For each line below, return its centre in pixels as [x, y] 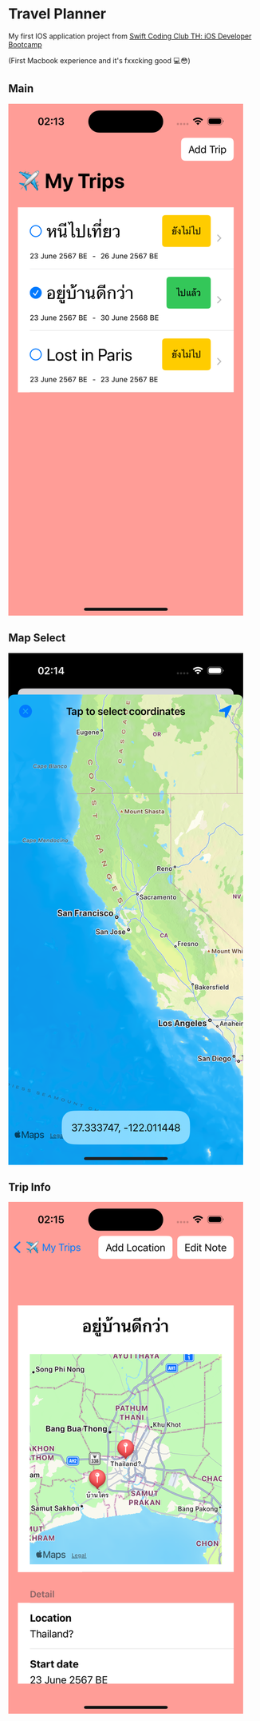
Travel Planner [57, 14]
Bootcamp [25, 44]
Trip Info [30, 1187]
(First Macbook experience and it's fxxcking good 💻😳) [100, 60]
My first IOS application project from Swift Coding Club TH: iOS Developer [130, 36]
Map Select [37, 638]
